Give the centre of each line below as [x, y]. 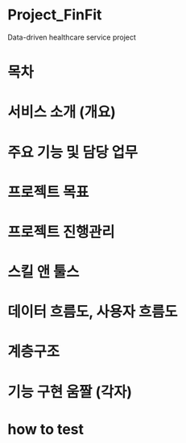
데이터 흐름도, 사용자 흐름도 [93, 312]
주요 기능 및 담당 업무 [73, 152]
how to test [46, 429]
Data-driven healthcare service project [72, 37]
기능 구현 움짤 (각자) [70, 392]
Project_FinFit [55, 15]
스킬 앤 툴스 [43, 272]
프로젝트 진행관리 [61, 232]
